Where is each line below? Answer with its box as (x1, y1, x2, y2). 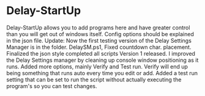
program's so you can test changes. (6, 82, 97, 89)
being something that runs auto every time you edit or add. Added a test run (6, 69, 198, 76)
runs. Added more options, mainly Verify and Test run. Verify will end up (6, 62, 188, 70)
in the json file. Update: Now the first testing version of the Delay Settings (6, 37, 192, 44)
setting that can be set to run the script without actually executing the (6, 76, 182, 83)
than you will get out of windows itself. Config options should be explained (6, 30, 194, 37)
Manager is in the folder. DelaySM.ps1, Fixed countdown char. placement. (6, 43, 192, 51)
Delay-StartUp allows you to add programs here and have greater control (6, 24, 190, 31)
